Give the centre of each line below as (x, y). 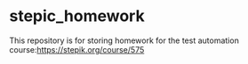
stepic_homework (77, 16)
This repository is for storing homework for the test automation (124, 40)
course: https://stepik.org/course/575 (77, 49)
